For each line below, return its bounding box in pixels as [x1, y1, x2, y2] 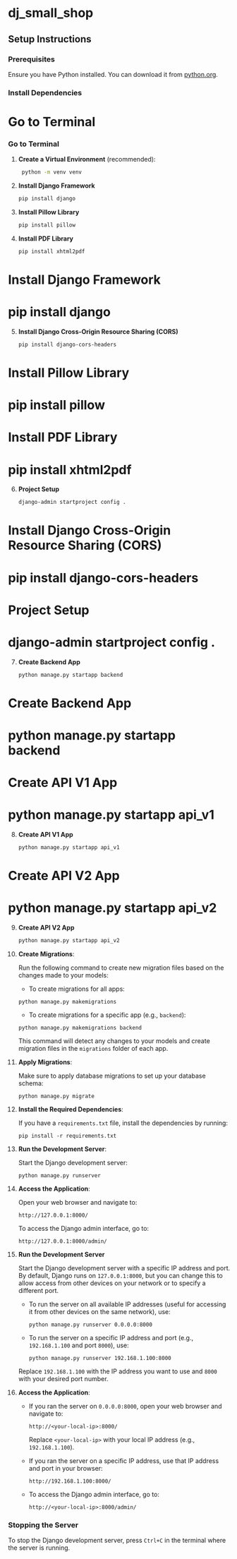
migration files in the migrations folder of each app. [18, 1044, 169, 1052]
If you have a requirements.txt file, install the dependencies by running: [18, 1119, 229, 1127]
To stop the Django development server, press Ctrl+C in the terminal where [8, 1536, 226, 1545]
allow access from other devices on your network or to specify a [18, 1279, 207, 1287]
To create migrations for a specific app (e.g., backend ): [28, 1011, 186, 1019]
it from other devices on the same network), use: [28, 1307, 171, 1316]
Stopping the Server [8, 1519, 79, 1529]
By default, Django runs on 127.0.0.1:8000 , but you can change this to [18, 1271, 223, 1280]
